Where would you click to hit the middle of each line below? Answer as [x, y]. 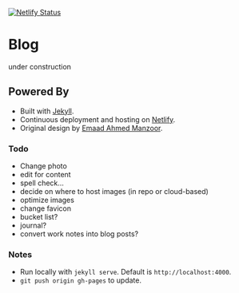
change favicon [46, 208]
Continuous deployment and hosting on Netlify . [98, 119]
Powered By [39, 92]
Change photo [44, 166]
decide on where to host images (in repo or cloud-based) [114, 192]
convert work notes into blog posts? [79, 234]
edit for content [45, 175]
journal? [33, 226]
